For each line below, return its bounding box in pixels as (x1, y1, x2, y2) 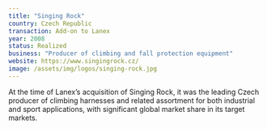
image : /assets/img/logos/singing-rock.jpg (8, 65, 158, 73)
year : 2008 (8, 34, 45, 43)
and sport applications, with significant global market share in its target (8, 104, 245, 114)
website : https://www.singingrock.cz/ (8, 58, 139, 66)
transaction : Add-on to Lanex (8, 27, 111, 35)
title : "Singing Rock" (8, 11, 85, 20)
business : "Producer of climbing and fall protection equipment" (8, 49, 233, 58)
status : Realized (8, 42, 67, 50)
